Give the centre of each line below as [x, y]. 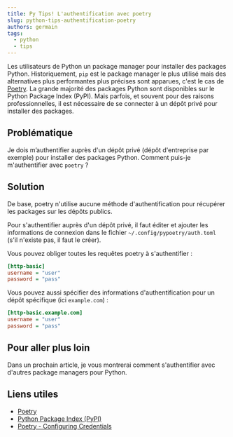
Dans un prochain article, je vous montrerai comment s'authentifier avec [111, 365]
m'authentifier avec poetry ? [48, 165]
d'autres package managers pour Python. [67, 372]
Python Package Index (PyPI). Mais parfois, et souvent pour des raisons [111, 96]
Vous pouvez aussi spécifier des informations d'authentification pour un [111, 293]
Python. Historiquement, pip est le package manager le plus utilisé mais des [117, 74]
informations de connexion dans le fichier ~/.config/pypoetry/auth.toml [112, 232]
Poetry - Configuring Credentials [64, 426]
